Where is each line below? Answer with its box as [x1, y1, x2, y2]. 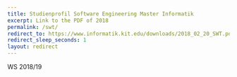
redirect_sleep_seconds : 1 [7, 37, 87, 44]
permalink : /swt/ [7, 23, 59, 30]
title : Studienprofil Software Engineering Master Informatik [7, 10, 194, 18]
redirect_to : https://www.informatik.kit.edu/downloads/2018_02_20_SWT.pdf [7, 30, 235, 37]
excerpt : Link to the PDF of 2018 [7, 17, 109, 24]
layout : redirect [7, 43, 59, 50]
